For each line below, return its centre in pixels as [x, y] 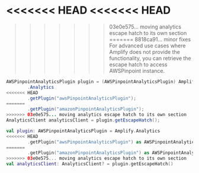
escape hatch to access [138, 64]
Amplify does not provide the [145, 52]
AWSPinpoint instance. [137, 71]
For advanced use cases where [147, 46]
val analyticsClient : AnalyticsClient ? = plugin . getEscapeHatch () [90, 164]
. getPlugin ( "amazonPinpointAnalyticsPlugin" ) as [89, 153]
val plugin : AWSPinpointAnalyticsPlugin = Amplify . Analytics [83, 131]
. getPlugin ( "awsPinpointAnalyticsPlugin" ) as [85, 142]
